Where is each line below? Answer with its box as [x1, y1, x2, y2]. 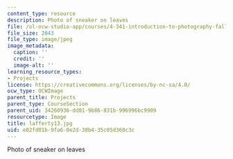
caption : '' [13, 49, 49, 56]
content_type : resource [7, 10, 76, 17]
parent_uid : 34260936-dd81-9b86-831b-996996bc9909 [7, 107, 157, 114]
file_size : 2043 [7, 29, 54, 37]
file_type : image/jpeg [7, 36, 73, 43]
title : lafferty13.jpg [7, 119, 73, 127]
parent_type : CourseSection [7, 101, 89, 108]
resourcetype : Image [7, 113, 67, 120]
